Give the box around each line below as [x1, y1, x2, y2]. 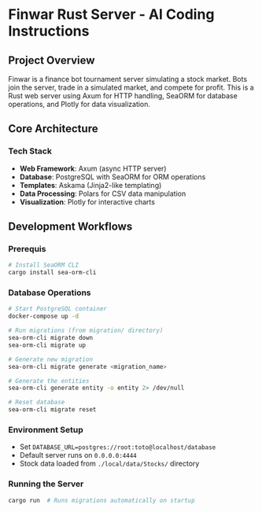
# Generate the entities [8, 377, 90, 385]
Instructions [8, 22, 90, 40]
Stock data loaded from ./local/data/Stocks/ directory [19, 459, 200, 469]
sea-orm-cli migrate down [8, 334, 93, 342]
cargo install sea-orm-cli [8, 269, 97, 277]
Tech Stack [8, 145, 53, 157]
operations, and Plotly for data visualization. [8, 100, 151, 109]
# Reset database [8, 399, 65, 407]
